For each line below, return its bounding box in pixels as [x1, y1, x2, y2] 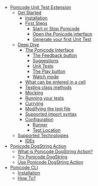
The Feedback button [32, 52, 77, 58]
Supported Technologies [17, 133, 69, 138]
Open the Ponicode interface [32, 31, 92, 37]
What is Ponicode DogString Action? [17, 148, 93, 154]
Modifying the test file [25, 106, 71, 112]
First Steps [25, 20, 48, 26]
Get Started [17, 10, 42, 16]
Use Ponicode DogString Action [17, 159, 84, 165]
